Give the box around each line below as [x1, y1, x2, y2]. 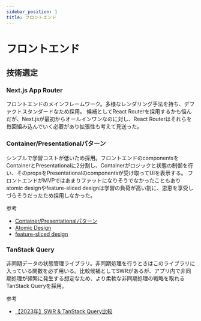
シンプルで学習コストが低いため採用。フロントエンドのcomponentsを [6, 154, 179, 161]
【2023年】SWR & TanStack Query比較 [14, 307, 113, 315]
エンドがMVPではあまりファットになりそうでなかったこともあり [22, 176, 181, 184]
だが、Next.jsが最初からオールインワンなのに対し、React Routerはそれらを [6, 115, 192, 123]
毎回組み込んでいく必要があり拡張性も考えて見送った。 [6, 123, 143, 130]
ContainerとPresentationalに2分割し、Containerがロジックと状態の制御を [6, 161, 188, 169]
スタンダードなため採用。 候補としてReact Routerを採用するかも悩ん [22, 108, 192, 115]
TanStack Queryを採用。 [6, 282, 67, 289]
